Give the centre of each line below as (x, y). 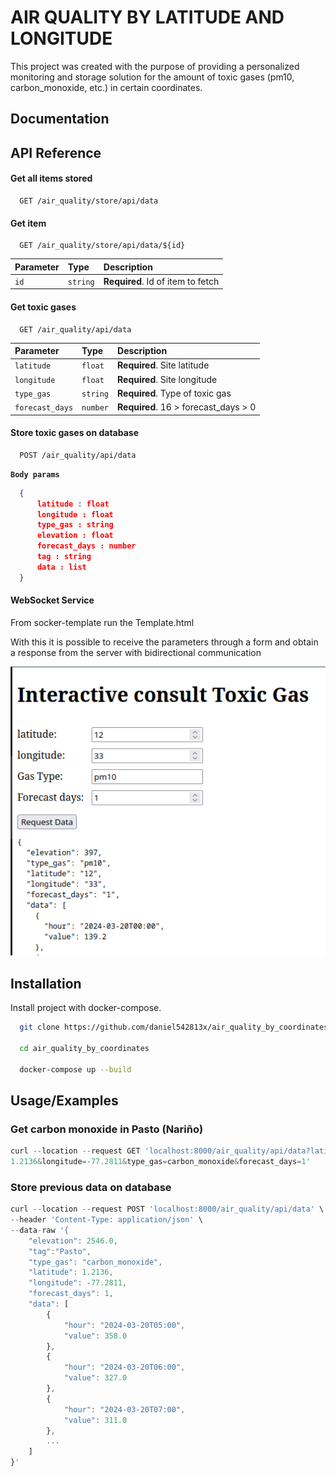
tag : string (64, 557)
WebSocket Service (52, 600)
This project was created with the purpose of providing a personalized (155, 66)
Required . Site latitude (163, 365)
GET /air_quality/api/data (75, 329)
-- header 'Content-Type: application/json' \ (106, 1220)
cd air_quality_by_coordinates (84, 1048)
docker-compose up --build (75, 1069)
